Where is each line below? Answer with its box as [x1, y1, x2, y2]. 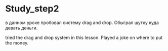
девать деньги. [5, 24, 38, 30]
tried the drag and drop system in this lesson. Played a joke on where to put [5, 34, 163, 40]
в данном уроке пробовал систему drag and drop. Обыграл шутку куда [5, 19, 159, 25]
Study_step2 [5, 3, 59, 14]
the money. [5, 39, 29, 45]
